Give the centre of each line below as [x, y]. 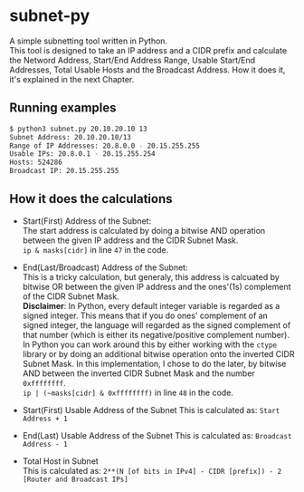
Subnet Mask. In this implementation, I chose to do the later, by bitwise [154, 363]
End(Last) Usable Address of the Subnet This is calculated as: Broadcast [157, 435]
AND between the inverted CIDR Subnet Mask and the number [138, 373]
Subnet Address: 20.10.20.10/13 [70, 137]
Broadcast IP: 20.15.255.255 [64, 171]
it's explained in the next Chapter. [72, 79]
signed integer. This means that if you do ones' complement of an [145, 315]
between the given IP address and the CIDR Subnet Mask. [130, 240]
